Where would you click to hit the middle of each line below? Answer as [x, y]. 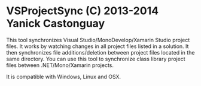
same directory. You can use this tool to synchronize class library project [96, 59]
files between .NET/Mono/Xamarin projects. [60, 65]
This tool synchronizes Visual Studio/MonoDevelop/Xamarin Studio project [98, 40]
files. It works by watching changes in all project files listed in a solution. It [98, 46]
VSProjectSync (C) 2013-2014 [83, 11]
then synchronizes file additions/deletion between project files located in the [100, 52]
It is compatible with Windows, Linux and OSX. [64, 77]
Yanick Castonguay [56, 23]
